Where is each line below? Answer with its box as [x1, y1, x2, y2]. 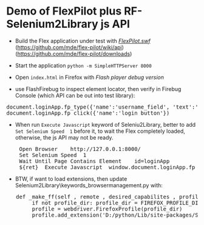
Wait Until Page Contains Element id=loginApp [19, 158, 170, 164]
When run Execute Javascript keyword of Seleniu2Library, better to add [15, 121, 196, 128]
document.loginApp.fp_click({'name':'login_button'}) [6, 109, 170, 116]
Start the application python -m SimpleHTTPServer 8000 [15, 62, 152, 69]
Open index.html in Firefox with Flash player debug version [15, 73, 165, 81]
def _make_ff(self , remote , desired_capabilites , [16, 193, 176, 200]
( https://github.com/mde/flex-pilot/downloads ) [15, 50, 132, 57]
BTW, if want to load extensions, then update [15, 175, 127, 183]
